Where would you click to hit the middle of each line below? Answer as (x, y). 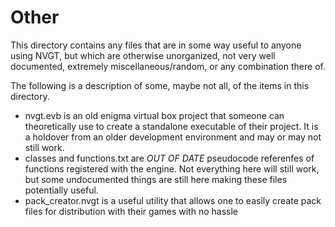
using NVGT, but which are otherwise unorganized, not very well (143, 55)
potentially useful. (61, 190)
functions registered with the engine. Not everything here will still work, (172, 168)
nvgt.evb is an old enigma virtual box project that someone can (154, 115)
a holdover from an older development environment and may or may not (173, 137)
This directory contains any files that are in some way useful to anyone (156, 45)
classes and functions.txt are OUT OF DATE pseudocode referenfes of (169, 158)
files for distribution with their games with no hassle (131, 211)
